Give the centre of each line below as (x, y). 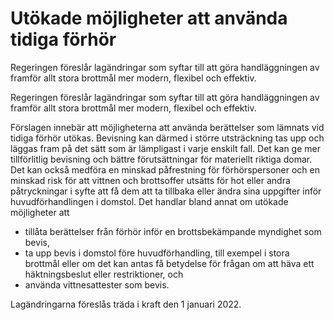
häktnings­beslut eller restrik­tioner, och (104, 274)
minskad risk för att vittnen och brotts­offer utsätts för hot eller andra (150, 180)
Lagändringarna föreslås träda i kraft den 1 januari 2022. (126, 304)
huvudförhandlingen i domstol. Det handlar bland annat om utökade (149, 201)
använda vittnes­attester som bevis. (97, 284)
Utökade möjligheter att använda (149, 18)
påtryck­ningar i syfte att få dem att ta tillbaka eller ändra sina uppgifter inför (166, 191)
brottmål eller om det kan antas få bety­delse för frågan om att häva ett (169, 263)
